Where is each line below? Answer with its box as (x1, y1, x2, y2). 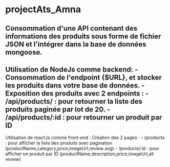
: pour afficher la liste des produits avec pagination (5, 140, 113, 146)
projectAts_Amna (5, 4, 81, 15)
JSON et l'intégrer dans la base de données (5, 40, 147, 49)
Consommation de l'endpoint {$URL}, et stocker (5, 73, 162, 82)
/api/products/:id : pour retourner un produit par (5, 113, 162, 122)
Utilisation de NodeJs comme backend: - (5, 65, 138, 74)
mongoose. (5, 47, 42, 57)
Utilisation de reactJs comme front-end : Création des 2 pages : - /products (5, 134, 165, 141)
